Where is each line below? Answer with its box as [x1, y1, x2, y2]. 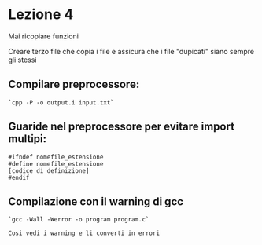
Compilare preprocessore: [8, 78, 140, 91]
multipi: [8, 132, 47, 146]
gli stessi [8, 55, 37, 64]
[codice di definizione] [8, 166, 90, 174]
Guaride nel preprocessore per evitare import [8, 120, 234, 133]
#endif [8, 174, 30, 181]
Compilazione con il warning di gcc [8, 195, 183, 208]
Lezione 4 [8, 5, 74, 24]
